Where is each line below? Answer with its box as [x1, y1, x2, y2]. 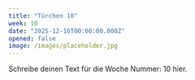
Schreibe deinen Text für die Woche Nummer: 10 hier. [8, 64, 188, 74]
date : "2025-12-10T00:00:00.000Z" [8, 27, 126, 35]
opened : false [8, 34, 57, 43]
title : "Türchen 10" [8, 11, 79, 20]
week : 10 [8, 19, 38, 27]
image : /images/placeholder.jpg [8, 42, 118, 50]
